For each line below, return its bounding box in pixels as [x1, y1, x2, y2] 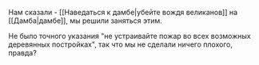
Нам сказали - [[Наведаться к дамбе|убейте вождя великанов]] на [8, 8, 238, 17]
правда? [8, 48, 38, 57]
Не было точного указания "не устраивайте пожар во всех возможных [8, 32, 251, 40]
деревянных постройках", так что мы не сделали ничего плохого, [8, 40, 233, 49]
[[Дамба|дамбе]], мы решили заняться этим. [8, 16, 162, 25]
